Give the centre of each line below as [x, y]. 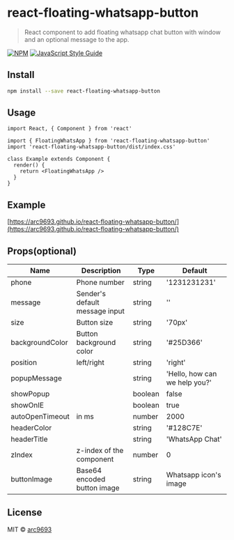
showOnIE [27, 406]
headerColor [31, 428]
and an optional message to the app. [77, 39]
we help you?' [189, 383]
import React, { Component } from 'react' [70, 129]
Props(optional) [42, 251]
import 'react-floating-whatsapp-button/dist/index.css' [92, 147]
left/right [90, 362]
